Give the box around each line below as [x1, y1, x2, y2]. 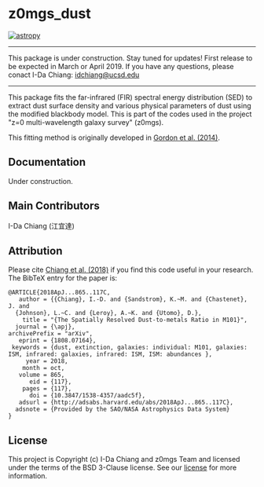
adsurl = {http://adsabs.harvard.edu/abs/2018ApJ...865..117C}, [18, 398, 234, 407]
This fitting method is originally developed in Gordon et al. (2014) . [8, 133, 220, 142]
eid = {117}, [28, 378, 72, 386]
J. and [8, 302, 30, 310]
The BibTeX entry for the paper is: [8, 273, 118, 283]
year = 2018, [25, 357, 68, 365]
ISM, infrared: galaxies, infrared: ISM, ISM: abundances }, [8, 350, 213, 358]
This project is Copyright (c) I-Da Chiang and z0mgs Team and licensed [8, 455, 240, 464]
